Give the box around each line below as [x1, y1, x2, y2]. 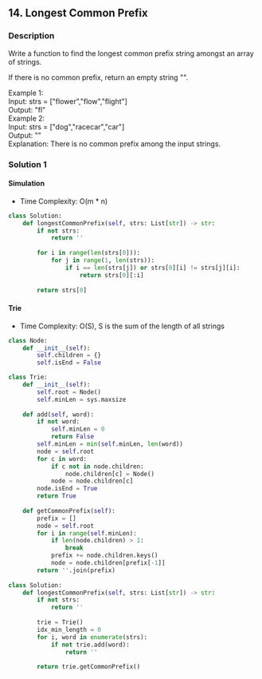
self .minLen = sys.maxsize [37, 395, 127, 403]
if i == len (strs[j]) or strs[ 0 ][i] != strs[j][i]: [65, 264, 240, 272]
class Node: [8, 336, 48, 344]
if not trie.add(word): [50, 641, 130, 649]
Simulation [8, 179, 45, 189]
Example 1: [8, 88, 44, 97]
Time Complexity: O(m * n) [19, 196, 108, 206]
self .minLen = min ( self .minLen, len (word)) [37, 440, 183, 448]
